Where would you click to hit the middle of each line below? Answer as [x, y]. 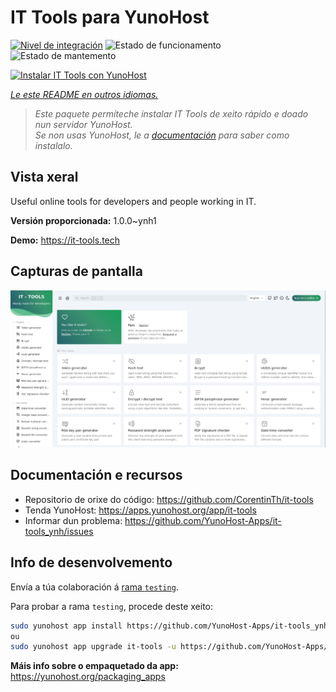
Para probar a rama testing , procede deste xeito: [112, 606]
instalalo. [53, 145]
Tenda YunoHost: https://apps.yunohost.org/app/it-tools [140, 510]
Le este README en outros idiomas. [84, 94]
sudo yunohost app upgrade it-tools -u [93, 647]
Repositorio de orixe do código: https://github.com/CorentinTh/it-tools [169, 499]
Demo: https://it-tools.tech [65, 240]
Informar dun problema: [73, 520]
